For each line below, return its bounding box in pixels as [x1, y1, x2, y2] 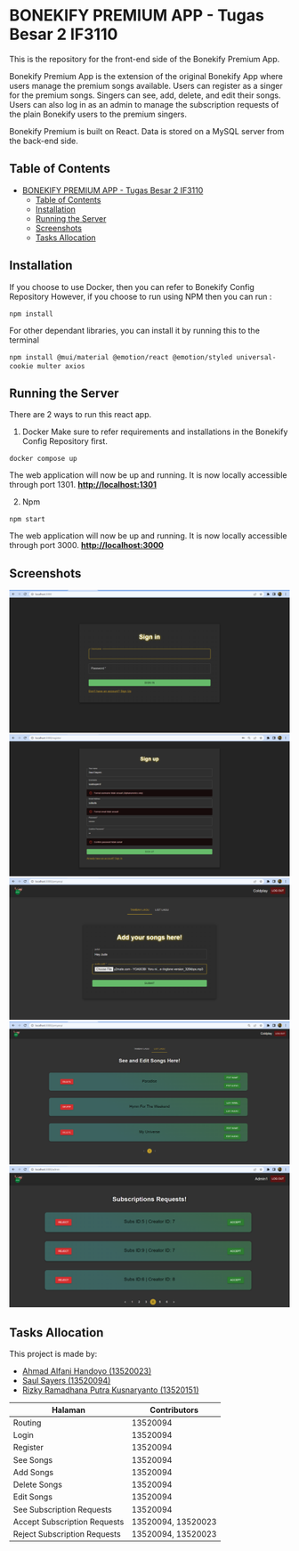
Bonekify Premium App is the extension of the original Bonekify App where [9, 70, 283, 81]
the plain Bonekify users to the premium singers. [9, 109, 187, 119]
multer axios [36, 361, 86, 370]
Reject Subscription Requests [12, 1529, 122, 1539]
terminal [9, 335, 40, 345]
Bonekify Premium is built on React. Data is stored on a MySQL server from [9, 125, 285, 136]
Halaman [52, 1404, 86, 1415]
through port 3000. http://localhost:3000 [9, 540, 165, 551]
